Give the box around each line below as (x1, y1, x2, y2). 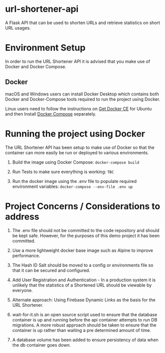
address (5, 211, 39, 222)
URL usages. (5, 25, 31, 30)
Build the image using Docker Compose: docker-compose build (12, 159, 139, 165)
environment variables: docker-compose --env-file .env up (12, 183, 133, 189)
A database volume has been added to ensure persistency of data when (12, 337, 159, 343)
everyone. (12, 287, 33, 293)
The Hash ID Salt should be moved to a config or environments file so (12, 262, 154, 268)
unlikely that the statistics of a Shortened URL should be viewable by (12, 282, 152, 288)
